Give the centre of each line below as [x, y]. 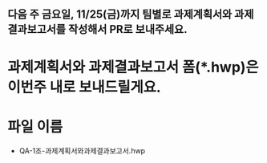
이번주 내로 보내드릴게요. [84, 87]
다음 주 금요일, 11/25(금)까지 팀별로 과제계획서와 [120, 14]
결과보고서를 [36, 29]
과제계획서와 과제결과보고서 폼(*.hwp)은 [133, 67]
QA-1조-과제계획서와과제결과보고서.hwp [82, 150]
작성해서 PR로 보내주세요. [127, 29]
